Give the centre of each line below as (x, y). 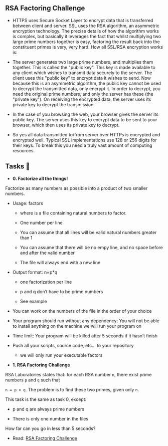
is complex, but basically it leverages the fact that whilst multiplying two (87, 36)
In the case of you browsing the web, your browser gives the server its (86, 114)
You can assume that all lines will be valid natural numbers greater (88, 232)
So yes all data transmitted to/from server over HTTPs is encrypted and (86, 134)
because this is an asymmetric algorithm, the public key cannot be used (87, 83)
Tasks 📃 (18, 167)
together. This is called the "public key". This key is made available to (84, 67)
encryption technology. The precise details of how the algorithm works (86, 31)
